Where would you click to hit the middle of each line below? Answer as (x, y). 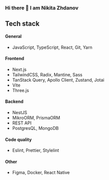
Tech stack (22, 24)
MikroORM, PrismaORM (36, 118)
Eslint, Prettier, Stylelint (36, 150)
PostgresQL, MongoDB (35, 128)
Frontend (15, 59)
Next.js (19, 69)
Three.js (21, 90)
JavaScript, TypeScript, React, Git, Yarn (52, 47)
